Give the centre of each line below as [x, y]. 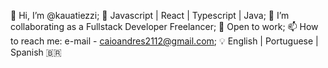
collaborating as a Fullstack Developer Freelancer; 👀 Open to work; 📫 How [164, 26]
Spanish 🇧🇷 [36, 52]
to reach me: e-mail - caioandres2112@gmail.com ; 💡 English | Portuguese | [164, 41]
